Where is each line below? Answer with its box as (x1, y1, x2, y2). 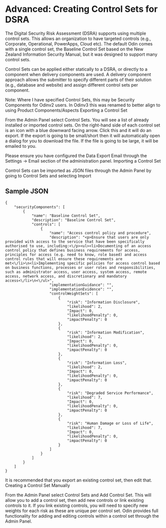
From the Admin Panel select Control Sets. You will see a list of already (5, 117, 149, 123)
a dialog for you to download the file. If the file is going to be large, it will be (5, 137, 159, 144)
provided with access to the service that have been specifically (5, 239, 145, 244)
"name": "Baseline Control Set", (31, 213, 100, 218)
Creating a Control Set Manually (5, 482, 70, 488)
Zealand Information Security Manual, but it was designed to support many (5, 51, 158, 57)
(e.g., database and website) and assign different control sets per (5, 82, 138, 88)
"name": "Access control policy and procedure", (49, 230, 152, 235)
